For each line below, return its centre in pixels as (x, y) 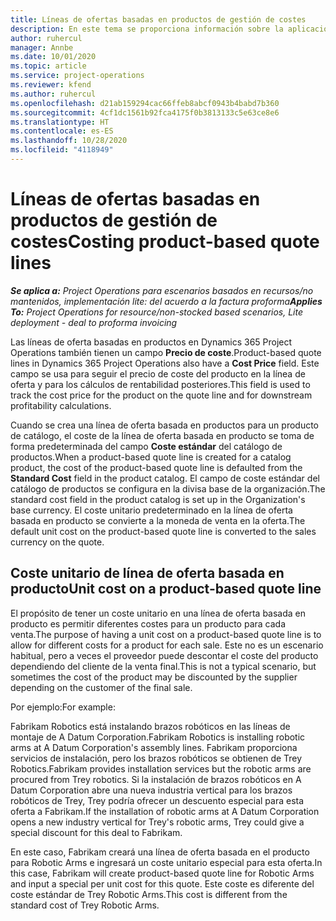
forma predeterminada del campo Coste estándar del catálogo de (146, 446)
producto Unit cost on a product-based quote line (166, 589)
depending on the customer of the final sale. (101, 687)
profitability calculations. (61, 405)
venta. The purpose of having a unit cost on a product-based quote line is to (166, 634)
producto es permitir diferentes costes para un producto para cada (148, 623)
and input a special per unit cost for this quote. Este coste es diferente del (162, 883)
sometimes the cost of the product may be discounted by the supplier (154, 677)
